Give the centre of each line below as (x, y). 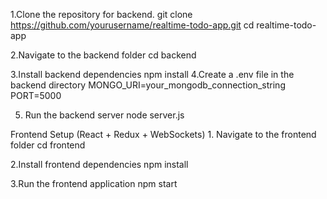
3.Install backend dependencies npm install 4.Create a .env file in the (152, 74)
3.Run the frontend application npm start (94, 183)
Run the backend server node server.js (104, 115)
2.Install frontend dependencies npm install (99, 164)
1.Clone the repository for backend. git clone (101, 14)
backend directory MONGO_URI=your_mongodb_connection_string (148, 85)
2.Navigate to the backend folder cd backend (103, 55)
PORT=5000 (36, 95)
